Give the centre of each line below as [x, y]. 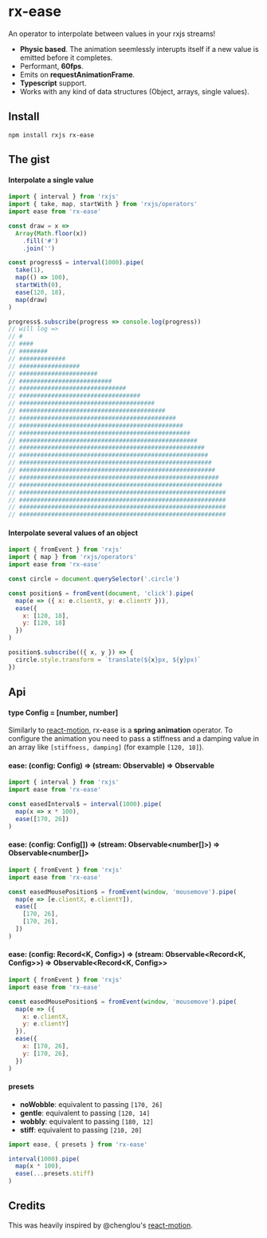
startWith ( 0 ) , [39, 285]
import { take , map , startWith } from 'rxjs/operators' [103, 204]
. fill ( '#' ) [41, 241]
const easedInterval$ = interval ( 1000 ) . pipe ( [85, 804]
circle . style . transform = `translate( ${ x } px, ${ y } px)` [108, 660]
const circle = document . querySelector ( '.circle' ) [94, 579]
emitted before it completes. [66, 58]
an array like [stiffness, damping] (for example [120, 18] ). [106, 747]
